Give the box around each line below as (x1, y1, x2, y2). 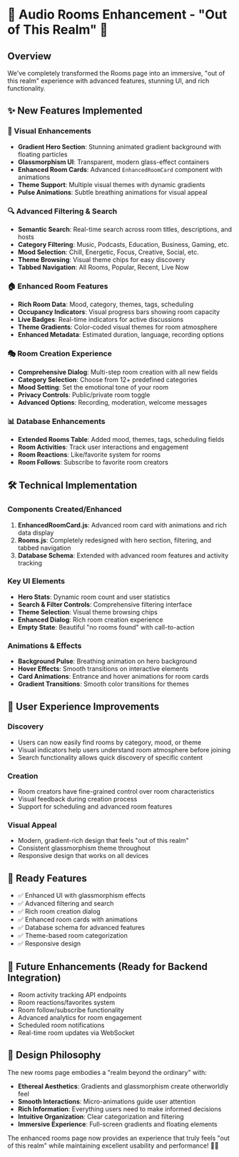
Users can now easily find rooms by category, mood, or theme (17, 738, 202, 747)
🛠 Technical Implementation (7, 480, 138, 492)
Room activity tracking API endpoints (17, 991, 127, 999)
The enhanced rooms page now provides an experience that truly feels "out (7, 1133, 230, 1142)
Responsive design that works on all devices (17, 852, 148, 860)
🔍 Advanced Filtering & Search (7, 206, 118, 216)
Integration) (7, 971, 61, 984)
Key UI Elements (7, 576, 66, 586)
